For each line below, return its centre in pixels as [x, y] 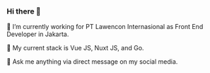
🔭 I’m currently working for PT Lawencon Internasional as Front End [105, 27]
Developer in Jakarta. [38, 34]
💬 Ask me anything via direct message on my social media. [92, 62]
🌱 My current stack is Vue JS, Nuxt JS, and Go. [75, 48]
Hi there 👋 [24, 11]
